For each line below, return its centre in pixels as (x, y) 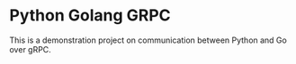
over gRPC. (30, 49)
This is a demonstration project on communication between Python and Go (148, 40)
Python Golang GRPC (90, 16)
